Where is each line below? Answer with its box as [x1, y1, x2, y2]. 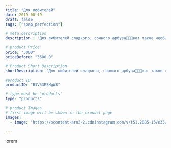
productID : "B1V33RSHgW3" [5, 82, 60, 87]
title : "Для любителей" [5, 7, 56, 13]
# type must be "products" [5, 91, 63, 97]
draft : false [5, 17, 33, 22]
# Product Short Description [5, 63, 67, 69]
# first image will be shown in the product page [5, 110, 113, 115]
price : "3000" [5, 50, 36, 55]
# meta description [5, 31, 47, 36]
